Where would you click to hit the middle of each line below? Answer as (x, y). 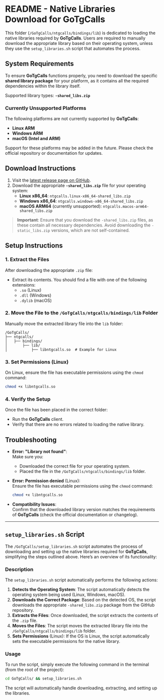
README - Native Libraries (60, 9)
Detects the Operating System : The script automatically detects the (81, 590)
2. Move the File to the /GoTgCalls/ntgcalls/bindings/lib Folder (82, 313)
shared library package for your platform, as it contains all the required (77, 81)
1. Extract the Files (27, 260)
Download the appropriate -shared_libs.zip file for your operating (79, 185)
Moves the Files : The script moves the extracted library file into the (80, 626)
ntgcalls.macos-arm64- (126, 206)
